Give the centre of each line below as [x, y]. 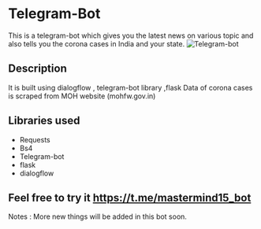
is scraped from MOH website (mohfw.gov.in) [82, 96]
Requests [35, 139]
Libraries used [44, 121]
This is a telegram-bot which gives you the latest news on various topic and [131, 35]
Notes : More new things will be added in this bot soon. [98, 216]
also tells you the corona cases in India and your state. [97, 43]
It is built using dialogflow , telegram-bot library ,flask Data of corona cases [130, 87]
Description [37, 69]
